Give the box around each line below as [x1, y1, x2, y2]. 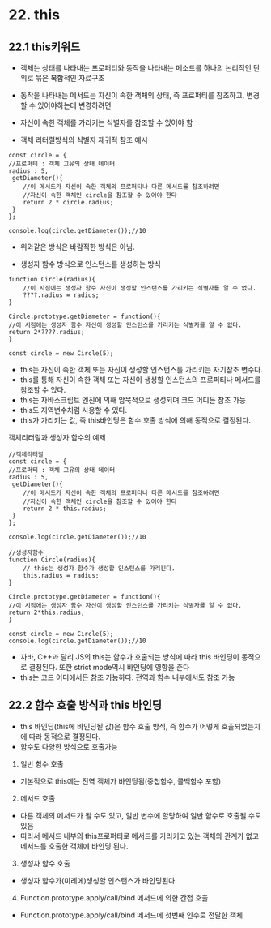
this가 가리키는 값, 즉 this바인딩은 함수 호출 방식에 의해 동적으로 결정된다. [19, 415, 252, 425]
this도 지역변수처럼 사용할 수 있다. [19, 406, 128, 415]
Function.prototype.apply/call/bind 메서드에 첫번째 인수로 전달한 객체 [19, 910, 243, 920]
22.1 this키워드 [8, 40, 81, 54]
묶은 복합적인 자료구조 [35, 73, 105, 83]
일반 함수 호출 [19, 758, 64, 768]
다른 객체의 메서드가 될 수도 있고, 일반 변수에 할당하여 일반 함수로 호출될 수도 [19, 810, 262, 820]
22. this [8, 6, 61, 24]
